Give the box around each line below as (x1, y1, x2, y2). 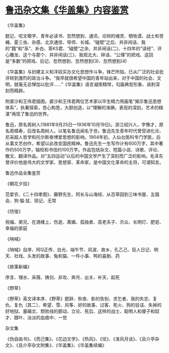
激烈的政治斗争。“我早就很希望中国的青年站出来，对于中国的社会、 (18, 75, 157, 81)
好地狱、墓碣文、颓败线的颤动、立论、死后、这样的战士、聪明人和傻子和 (5, 308, 155, 314)
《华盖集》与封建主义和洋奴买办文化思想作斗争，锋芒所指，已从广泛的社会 (5, 68, 159, 74)
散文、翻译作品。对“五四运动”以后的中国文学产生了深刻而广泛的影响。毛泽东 (5, 153, 163, 159)
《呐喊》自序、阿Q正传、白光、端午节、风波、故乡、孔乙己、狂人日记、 (5, 246, 154, 252)
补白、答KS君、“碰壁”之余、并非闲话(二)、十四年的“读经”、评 (35, 45, 162, 51)
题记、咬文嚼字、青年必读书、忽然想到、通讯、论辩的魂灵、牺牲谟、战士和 (5, 33, 159, 39)
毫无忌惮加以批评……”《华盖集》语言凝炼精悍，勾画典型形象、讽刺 (18, 81, 156, 87)
